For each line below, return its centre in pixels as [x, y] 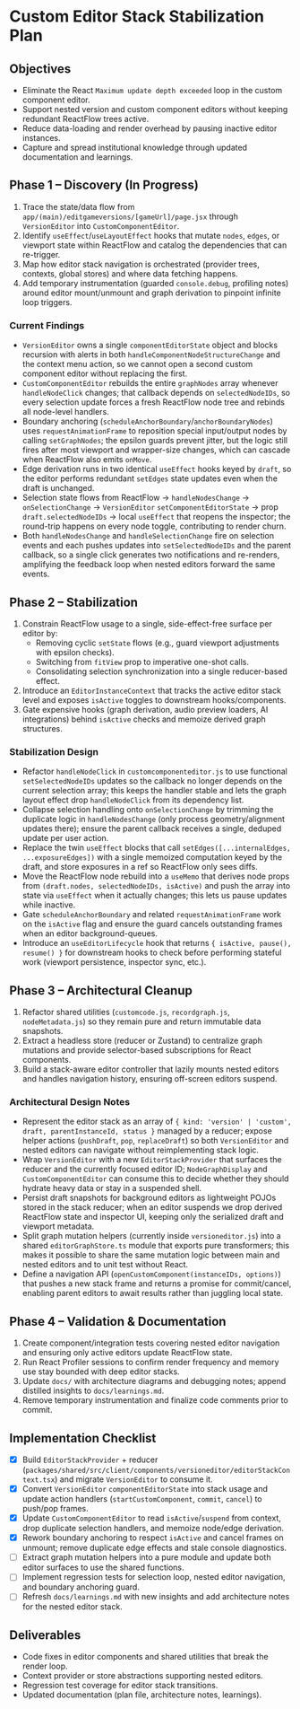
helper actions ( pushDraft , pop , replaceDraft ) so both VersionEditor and [155, 1141]
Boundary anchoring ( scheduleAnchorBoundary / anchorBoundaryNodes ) [147, 421]
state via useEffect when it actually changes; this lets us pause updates [154, 896]
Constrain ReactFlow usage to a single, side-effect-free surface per [147, 623]
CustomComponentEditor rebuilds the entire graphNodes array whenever [150, 383]
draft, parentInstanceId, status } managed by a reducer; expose [147, 1131]
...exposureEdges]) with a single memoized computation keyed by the [152, 857]
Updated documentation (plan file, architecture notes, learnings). [142, 1695]
